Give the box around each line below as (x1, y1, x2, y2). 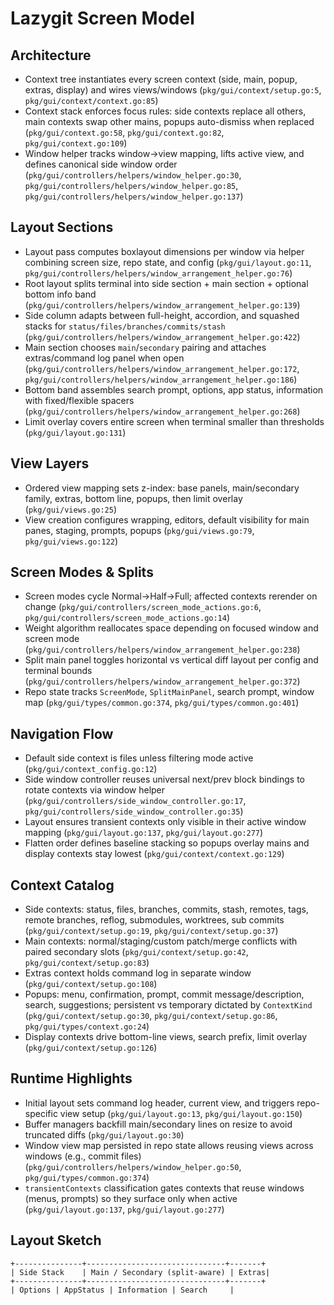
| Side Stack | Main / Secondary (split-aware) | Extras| (10, 1267, 271, 1277)
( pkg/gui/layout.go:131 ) (24, 426, 127, 438)
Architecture (10, 47, 92, 64)
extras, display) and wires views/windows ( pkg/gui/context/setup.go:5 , (24, 84, 322, 96)
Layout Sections (10, 219, 114, 236)
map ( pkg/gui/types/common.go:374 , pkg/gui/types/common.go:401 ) (24, 697, 300, 709)
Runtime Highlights (10, 1070, 133, 1087)
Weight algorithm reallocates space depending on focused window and (24, 622, 319, 634)
